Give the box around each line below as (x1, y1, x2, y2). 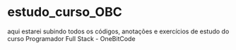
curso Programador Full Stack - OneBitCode (7, 34, 136, 42)
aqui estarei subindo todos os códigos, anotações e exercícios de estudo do (7, 27, 230, 35)
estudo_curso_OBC (7, 4, 122, 20)
